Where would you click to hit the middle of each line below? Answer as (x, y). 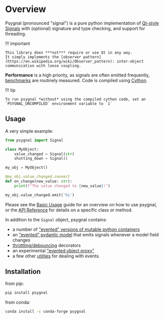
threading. (16, 34)
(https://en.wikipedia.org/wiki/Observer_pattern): (60, 61)
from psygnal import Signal (34, 140)
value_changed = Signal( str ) (44, 154)
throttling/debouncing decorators (47, 245)
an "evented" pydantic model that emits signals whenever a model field (85, 234)
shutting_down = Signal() (41, 159)
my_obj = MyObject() (27, 168)
